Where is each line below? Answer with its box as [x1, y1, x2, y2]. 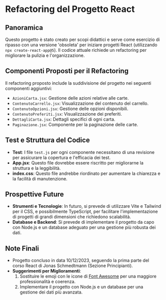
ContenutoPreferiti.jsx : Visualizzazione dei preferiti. [12, 111, 122, 117]
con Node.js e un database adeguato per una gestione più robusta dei [12, 224, 156, 230]
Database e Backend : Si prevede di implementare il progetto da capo [12, 219, 155, 225]
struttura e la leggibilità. [12, 165, 61, 171]
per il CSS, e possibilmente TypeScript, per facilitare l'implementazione [12, 208, 158, 215]
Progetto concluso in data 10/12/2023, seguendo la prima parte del [12, 258, 149, 264]
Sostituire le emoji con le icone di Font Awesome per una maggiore [19, 273, 157, 280]
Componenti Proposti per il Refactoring [5, 67, 129, 75]
